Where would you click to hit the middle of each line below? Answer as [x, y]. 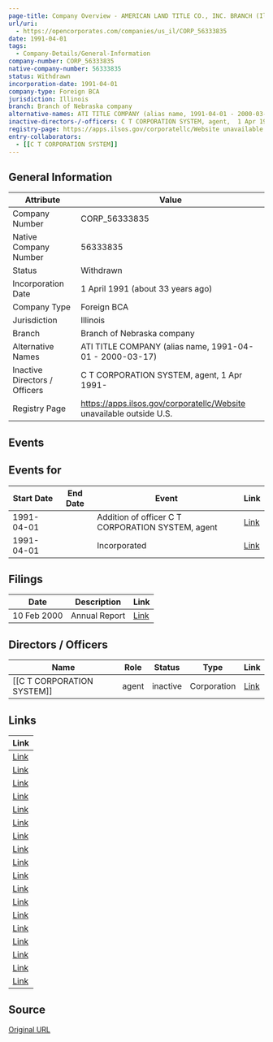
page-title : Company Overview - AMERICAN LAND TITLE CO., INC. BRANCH [130, 16]
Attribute [43, 200]
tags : [17, 46]
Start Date [33, 498]
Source [27, 1010]
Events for [35, 471]
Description [98, 602]
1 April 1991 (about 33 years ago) [147, 289]
